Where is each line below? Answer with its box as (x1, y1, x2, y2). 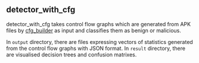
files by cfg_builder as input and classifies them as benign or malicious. (6, 27, 182, 34)
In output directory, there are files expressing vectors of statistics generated (6, 38, 194, 45)
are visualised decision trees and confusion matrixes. (6, 51, 137, 58)
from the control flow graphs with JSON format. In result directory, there (6, 45, 186, 52)
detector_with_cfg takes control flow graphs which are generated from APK (6, 20, 191, 27)
